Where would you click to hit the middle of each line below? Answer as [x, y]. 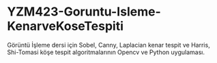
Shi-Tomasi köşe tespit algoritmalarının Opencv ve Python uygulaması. [106, 52]
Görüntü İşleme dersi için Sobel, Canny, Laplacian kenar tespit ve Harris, [108, 45]
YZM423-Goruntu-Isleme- [84, 12]
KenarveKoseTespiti [66, 26]
